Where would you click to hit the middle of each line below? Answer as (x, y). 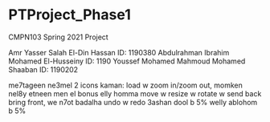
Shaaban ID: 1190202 (43, 69)
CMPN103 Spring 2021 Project (58, 37)
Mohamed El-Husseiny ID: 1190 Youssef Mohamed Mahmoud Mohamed (127, 61)
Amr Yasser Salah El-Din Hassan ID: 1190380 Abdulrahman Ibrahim (119, 52)
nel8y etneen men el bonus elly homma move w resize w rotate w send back (135, 93)
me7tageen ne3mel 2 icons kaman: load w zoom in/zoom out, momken (125, 85)
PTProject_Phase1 (70, 15)
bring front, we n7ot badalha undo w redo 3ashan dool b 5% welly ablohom (133, 102)
